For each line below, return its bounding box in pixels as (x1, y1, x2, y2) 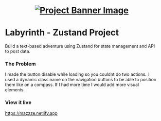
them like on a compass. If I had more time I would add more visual (5, 82, 139, 87)
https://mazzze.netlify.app (5, 110, 58, 116)
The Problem (5, 61, 36, 68)
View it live (5, 99, 32, 106)
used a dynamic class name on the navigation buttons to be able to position (5, 77, 157, 83)
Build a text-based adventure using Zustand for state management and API (5, 43, 155, 49)
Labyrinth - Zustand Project (5, 27, 119, 38)
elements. (5, 87, 25, 93)
